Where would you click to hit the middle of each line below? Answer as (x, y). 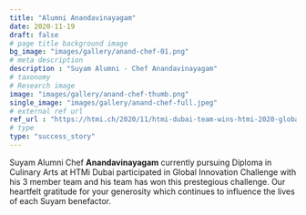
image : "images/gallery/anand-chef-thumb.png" (99, 94)
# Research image (42, 86)
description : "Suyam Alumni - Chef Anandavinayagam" (114, 69)
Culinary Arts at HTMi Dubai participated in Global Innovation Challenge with (153, 172)
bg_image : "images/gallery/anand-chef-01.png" (99, 52)
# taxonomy (30, 77)
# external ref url (46, 111)
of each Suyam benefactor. (61, 200)
